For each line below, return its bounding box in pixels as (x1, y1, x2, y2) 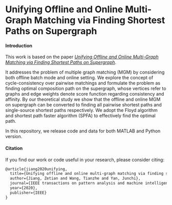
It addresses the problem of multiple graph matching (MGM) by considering (5, 69, 165, 75)
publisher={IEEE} (10, 190, 47, 195)
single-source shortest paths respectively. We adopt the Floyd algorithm (5, 107, 158, 113)
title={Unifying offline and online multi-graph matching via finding (10, 171, 164, 176)
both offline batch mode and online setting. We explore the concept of (5, 75, 154, 81)
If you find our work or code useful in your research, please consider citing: (5, 156, 165, 163)
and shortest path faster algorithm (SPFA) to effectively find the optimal (5, 112, 156, 119)
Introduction (5, 42, 32, 49)
